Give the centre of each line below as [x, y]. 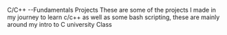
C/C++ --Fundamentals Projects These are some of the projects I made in [112, 10]
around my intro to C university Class [60, 24]
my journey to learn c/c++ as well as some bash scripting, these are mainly [113, 17]
